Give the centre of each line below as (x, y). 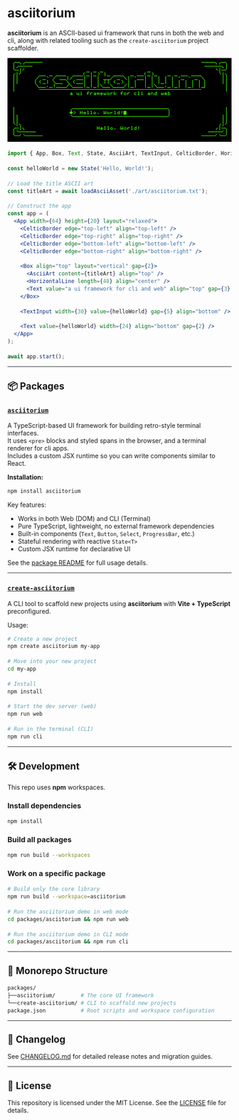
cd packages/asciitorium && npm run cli (68, 942)
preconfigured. (29, 611)
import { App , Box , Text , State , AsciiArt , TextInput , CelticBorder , (113, 154)
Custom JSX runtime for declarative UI (74, 549)
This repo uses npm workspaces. (56, 787)
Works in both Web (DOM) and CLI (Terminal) (84, 519)
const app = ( (28, 214)
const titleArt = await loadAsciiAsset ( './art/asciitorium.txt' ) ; (108, 191)
